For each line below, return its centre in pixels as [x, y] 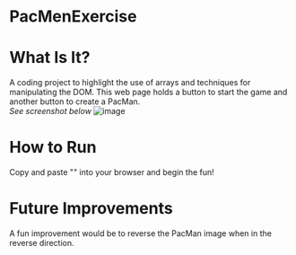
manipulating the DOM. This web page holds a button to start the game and [148, 92]
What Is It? [50, 58]
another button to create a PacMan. [75, 101]
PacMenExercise [73, 17]
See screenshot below [51, 111]
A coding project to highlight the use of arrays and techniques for [130, 83]
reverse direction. [42, 243]
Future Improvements [91, 209]
